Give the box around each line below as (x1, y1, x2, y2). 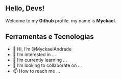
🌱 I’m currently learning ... (12, 57, 67, 63)
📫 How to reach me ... (12, 68, 60, 74)
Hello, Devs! (5, 4, 45, 13)
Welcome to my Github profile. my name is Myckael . (5, 17, 116, 23)
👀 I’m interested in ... (12, 51, 56, 58)
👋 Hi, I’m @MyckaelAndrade (12, 46, 72, 52)
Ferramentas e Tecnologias (5, 33, 94, 41)
